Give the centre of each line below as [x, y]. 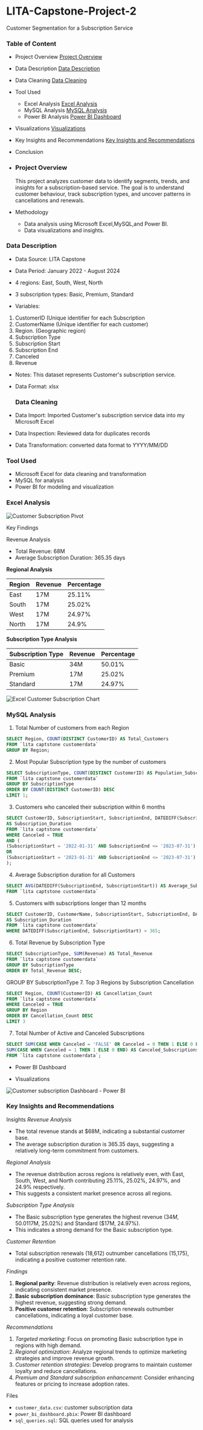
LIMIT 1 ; [17, 795]
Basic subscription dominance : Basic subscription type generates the [103, 1296]
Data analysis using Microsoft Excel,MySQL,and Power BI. [96, 224]
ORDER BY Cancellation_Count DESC [50, 1016]
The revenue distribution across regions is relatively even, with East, [100, 1174]
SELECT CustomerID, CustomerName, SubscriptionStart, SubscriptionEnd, [98, 914]
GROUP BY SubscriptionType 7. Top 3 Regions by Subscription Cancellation [100, 982]
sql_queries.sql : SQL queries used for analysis [74, 1420]
